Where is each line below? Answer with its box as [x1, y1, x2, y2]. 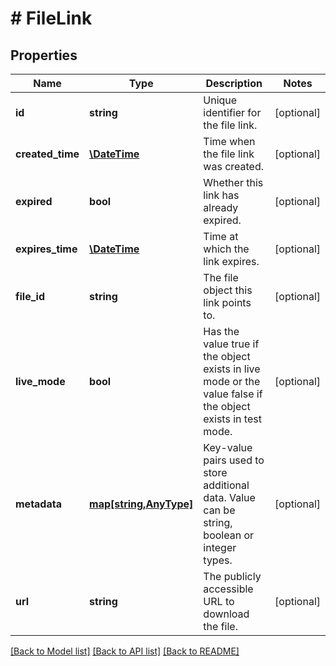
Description [205, 77, 263, 90]
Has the [203, 325, 240, 338]
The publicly [203, 570, 262, 583]
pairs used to [203, 453, 265, 467]
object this [203, 283, 253, 297]
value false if [203, 387, 263, 401]
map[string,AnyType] [89, 497, 194, 511]
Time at [203, 230, 239, 243]
